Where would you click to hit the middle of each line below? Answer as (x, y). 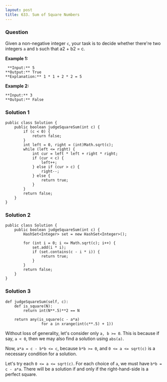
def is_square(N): (33, 306)
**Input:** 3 (19, 95)
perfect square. (21, 374)
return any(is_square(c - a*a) (47, 319)
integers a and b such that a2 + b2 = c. (45, 49)
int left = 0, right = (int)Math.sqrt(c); (68, 145)
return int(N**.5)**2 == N (52, 311)
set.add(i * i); (49, 248)
